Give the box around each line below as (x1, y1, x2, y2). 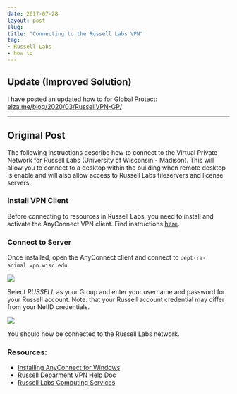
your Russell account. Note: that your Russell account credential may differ (7, 295, 225, 304)
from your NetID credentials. (7, 303, 90, 311)
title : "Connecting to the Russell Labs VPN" (7, 30, 143, 37)
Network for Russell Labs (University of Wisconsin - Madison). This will (7, 156, 214, 164)
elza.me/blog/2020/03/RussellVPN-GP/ (7, 102, 122, 110)
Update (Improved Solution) (7, 76, 132, 88)
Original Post (7, 129, 66, 141)
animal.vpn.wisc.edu (7, 262, 68, 270)
